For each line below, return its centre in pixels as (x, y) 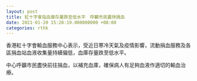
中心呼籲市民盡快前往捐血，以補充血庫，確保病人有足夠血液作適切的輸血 (93, 65)
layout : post (22, 11)
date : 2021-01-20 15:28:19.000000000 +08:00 (61, 22)
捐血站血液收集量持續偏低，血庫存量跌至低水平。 (70, 53)
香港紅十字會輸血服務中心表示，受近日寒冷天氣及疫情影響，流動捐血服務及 (96, 45)
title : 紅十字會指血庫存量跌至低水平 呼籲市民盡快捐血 (65, 17)
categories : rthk (27, 28)
